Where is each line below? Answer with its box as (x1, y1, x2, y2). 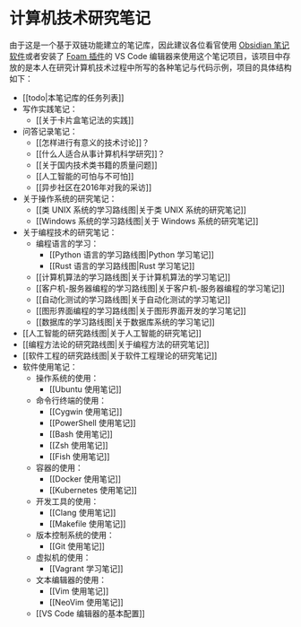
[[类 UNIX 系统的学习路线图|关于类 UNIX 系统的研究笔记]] (35, 204, 246, 215)
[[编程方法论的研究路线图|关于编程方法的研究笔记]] (21, 338, 210, 350)
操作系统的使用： (35, 372, 99, 383)
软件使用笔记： (21, 361, 78, 372)
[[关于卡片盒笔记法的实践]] (35, 114, 134, 126)
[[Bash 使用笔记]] (48, 428, 114, 440)
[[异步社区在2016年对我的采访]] (35, 181, 152, 193)
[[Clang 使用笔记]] (48, 507, 116, 518)
